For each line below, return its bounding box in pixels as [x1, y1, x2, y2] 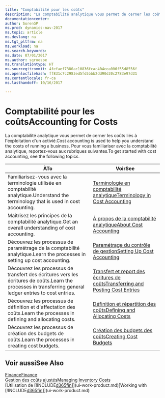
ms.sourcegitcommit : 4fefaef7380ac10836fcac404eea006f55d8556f [5, 67, 137, 72]
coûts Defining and [92, 307, 136, 313]
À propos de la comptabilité [92, 215, 156, 222]
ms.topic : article [5, 30, 43, 35]
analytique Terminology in [92, 192, 151, 199]
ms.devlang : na [5, 35, 36, 40]
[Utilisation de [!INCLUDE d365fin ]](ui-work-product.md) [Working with [5, 382, 147, 388]
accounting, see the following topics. [5, 153, 80, 159]
